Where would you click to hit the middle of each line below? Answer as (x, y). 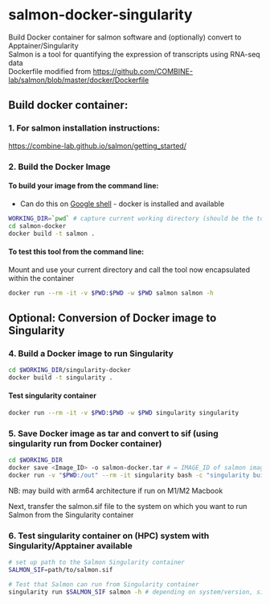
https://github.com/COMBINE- (143, 71)
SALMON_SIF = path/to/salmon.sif (61, 570)
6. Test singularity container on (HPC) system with (109, 536)
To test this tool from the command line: (76, 251)
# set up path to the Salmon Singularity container (96, 563)
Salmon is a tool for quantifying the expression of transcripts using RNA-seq (134, 54)
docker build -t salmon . (51, 234)
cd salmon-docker (37, 226)
